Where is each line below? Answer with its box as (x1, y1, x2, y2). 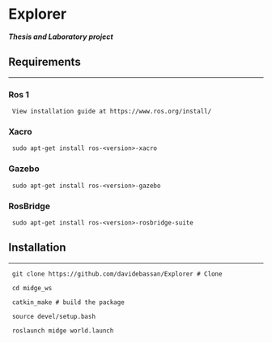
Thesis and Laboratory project (8, 32, 113, 41)
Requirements (8, 55, 81, 69)
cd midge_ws (11, 284, 53, 292)
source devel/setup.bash (11, 312, 96, 320)
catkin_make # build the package (11, 298, 125, 307)
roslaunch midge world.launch (11, 326, 114, 335)
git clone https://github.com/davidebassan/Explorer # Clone (11, 269, 223, 278)
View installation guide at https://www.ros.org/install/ (11, 107, 212, 116)
